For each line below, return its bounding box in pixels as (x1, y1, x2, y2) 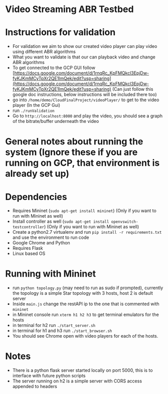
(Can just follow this (112, 86, 153, 92)
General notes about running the (5, 136, 143, 147)
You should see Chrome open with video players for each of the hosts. (12, 333, 158, 339)
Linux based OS (12, 250, 46, 256)
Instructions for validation (5, 27, 116, 38)
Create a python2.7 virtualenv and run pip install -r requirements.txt (12, 229, 162, 235)
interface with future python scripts (12, 373, 86, 379)
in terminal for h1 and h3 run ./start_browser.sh (12, 327, 112, 334)
